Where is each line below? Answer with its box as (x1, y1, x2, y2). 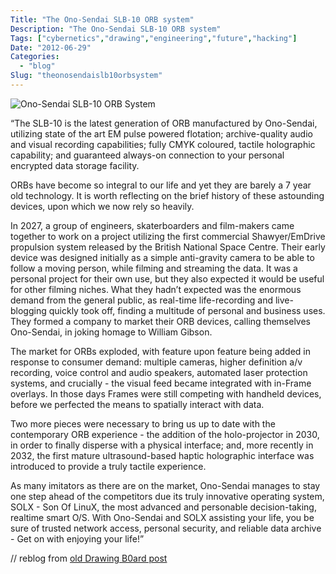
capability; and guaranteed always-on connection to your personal (10, 149, 285, 161)
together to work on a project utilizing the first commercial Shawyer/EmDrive (10, 230, 326, 242)
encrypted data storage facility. (10, 159, 140, 171)
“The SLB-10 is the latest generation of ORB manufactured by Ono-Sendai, (10, 117, 318, 129)
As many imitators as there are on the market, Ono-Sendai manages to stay (10, 479, 321, 491)
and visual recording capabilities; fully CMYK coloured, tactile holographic (10, 138, 316, 150)
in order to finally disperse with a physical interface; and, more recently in (10, 439, 314, 451)
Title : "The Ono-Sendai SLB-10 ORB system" (10, 14, 195, 25)
